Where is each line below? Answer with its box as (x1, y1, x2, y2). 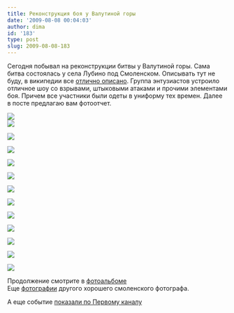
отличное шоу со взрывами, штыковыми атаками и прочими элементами (7, 85, 228, 92)
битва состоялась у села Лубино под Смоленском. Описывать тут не (7, 69, 215, 78)
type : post (7, 36, 39, 43)
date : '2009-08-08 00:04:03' (7, 17, 92, 24)
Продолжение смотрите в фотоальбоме (7, 277, 127, 285)
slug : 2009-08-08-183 (7, 43, 71, 50)
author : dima (7, 23, 45, 30)
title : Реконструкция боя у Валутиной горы (7, 10, 136, 17)
